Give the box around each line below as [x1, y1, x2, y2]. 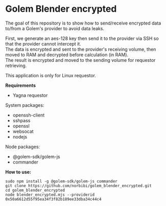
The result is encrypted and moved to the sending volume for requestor [5, 57, 156, 63]
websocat [12, 128, 34, 134]
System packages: [5, 102, 44, 108]
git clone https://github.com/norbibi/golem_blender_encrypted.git [5, 183, 152, 188]
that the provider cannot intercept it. [5, 40, 82, 47]
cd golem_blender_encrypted [5, 188, 65, 193]
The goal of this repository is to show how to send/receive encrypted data [5, 20, 161, 26]
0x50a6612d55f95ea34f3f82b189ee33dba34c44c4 [5, 196, 102, 202]
